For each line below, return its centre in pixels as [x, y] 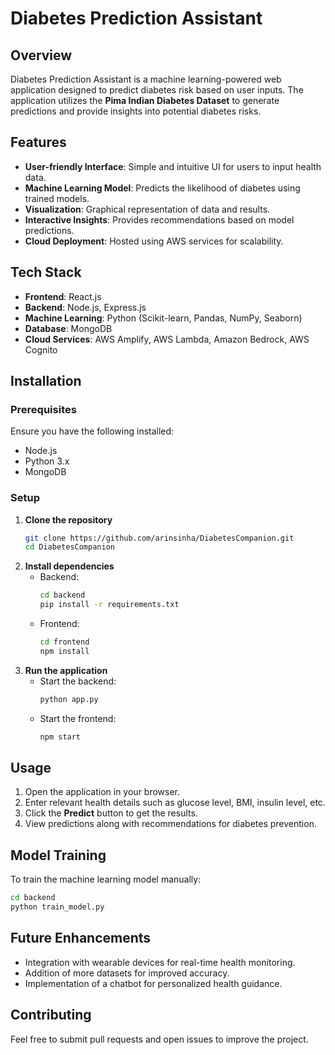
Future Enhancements [81, 938]
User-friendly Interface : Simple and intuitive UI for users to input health [173, 166]
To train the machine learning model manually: [106, 879]
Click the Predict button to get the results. [111, 813]
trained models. [57, 198]
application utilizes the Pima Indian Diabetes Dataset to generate [145, 100]
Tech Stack [46, 272]
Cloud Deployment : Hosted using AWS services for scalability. [154, 241]
